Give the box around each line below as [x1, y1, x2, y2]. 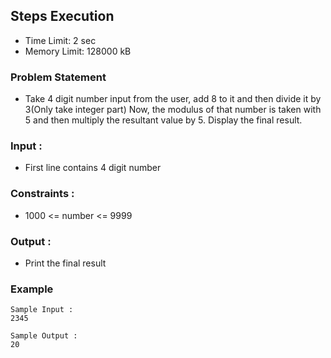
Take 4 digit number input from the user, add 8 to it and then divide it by [24, 93, 322, 105]
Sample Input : [10, 305, 74, 315]
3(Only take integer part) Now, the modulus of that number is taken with [24, 104, 322, 116]
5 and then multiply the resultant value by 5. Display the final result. [24, 114, 303, 126]
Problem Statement [10, 70, 107, 84]
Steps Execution [10, 8, 115, 25]
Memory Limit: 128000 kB [24, 45, 132, 57]
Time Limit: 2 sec [24, 34, 97, 46]
